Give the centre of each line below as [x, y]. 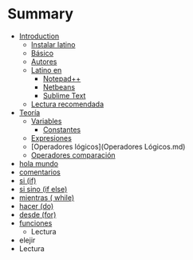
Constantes [62, 130]
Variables [46, 121]
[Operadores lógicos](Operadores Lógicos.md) [108, 146]
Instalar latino [53, 44]
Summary [40, 14]
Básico [42, 53]
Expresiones [51, 138]
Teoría [30, 112]
